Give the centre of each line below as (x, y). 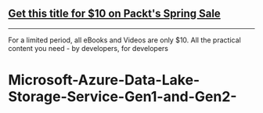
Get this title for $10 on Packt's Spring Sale (114, 14)
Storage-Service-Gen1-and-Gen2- (122, 97)
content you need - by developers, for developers (88, 48)
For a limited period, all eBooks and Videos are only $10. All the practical (124, 40)
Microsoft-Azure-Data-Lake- (104, 80)
